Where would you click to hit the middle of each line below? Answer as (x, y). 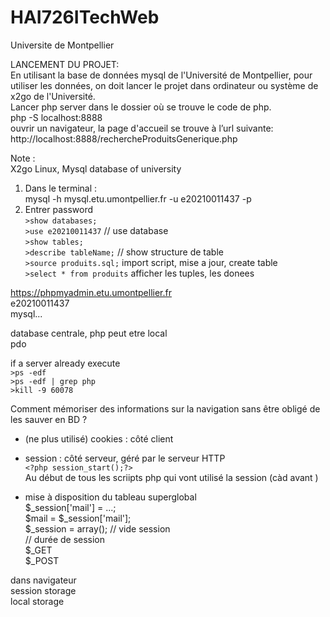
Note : (23, 158)
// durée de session (65, 539)
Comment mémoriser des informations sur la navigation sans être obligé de (165, 408)
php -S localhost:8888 (56, 117)
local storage (37, 601)
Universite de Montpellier (62, 45)
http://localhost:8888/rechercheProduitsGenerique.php (124, 138)
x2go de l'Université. (53, 96)
